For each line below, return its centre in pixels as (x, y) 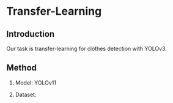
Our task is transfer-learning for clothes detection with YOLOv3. (86, 48)
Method (22, 68)
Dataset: (26, 94)
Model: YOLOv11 (36, 82)
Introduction (31, 34)
